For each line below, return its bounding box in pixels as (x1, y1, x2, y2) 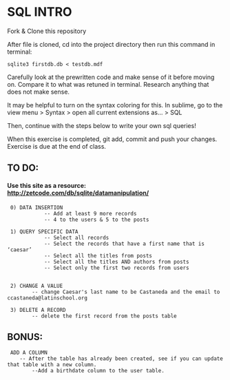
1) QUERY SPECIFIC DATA (10, 228, 79, 235)
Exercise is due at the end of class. (7, 142, 107, 150)
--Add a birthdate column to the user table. (32, 368, 165, 374)
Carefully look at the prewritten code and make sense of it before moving (7, 73, 215, 81)
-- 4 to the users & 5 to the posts (43, 216, 149, 223)
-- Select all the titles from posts (43, 252, 153, 259)
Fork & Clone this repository (7, 27, 87, 35)
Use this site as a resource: (7, 181, 87, 189)
